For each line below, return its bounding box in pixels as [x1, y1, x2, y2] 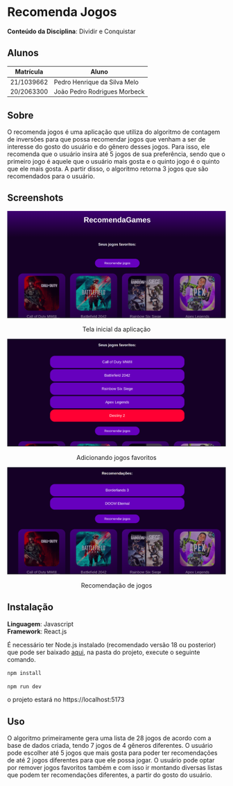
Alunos [7, 47, 40, 59]
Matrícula [15, 67, 44, 76]
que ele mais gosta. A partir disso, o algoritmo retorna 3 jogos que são [7, 164, 209, 173]
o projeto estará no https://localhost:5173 [7, 695, 125, 704]
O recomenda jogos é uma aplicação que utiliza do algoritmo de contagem [7, 128, 221, 136]
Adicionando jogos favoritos [76, 453, 157, 461]
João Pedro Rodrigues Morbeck [53, 87, 145, 96]
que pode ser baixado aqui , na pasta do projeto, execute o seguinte [7, 648, 200, 656]
